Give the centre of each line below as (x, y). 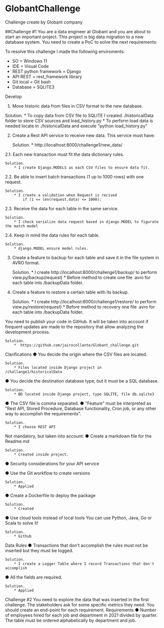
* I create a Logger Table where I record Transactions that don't (84, 564)
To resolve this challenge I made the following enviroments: (65, 51)
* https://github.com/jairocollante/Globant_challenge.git (76, 345)
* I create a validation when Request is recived (66, 195)
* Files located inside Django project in (58, 367)
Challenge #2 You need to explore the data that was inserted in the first (77, 599)
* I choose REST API (35, 427)
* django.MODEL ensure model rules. (51, 248)
